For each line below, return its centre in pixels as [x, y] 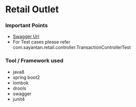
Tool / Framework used [35, 61]
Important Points [27, 26]
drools [19, 88]
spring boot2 [26, 77]
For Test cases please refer [41, 42]
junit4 [19, 99]
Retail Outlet [32, 9]
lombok [21, 82]
